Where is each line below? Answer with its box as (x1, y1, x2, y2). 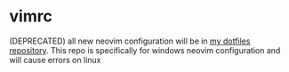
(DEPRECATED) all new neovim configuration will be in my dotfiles (9, 36, 251, 46)
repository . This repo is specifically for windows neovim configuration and (9, 44, 281, 55)
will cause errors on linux (9, 54, 101, 65)
